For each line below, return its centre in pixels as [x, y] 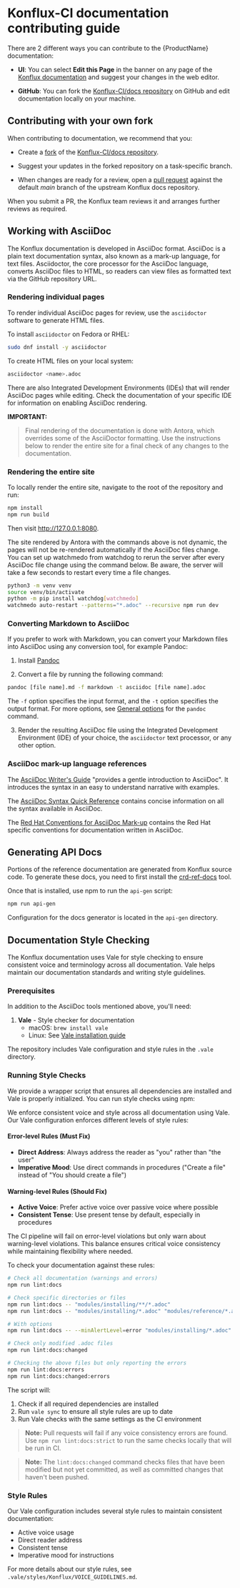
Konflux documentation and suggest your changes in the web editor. [119, 77]
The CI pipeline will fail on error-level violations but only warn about [107, 1236]
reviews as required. [37, 208]
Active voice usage [46, 1532]
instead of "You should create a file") [72, 1175]
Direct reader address [50, 1539]
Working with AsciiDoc [60, 231]
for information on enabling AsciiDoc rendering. [77, 403]
